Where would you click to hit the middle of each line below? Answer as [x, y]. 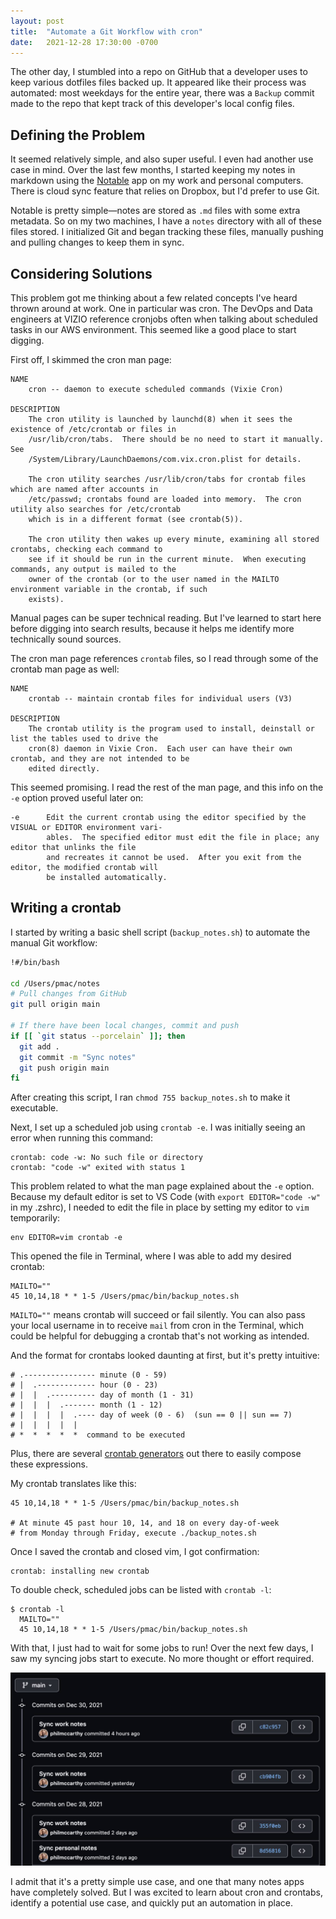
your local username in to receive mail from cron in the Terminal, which [157, 1326]
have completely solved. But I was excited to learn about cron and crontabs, [166, 1892]
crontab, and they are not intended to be [100, 759]
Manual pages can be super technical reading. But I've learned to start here [166, 618]
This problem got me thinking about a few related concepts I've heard [154, 298]
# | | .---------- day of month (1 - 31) [102, 1395]
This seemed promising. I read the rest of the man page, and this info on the [167, 787]
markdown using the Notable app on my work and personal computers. [157, 181]
